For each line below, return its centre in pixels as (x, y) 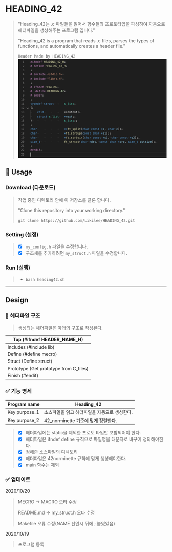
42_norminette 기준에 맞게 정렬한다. (81, 420)
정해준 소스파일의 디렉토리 (52, 452)
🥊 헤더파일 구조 (23, 315)
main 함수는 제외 (42, 465)
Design (17, 300)
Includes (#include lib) (31, 347)
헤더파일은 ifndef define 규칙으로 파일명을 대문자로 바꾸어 (83, 439)
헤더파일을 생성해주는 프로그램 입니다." (56, 30)
